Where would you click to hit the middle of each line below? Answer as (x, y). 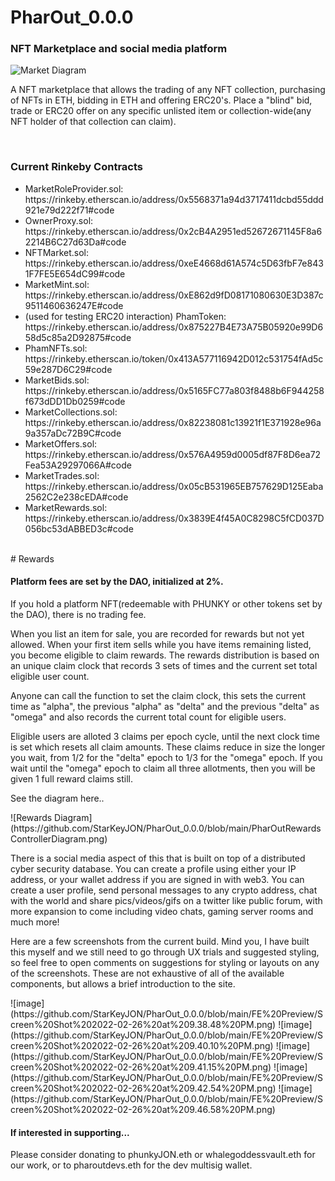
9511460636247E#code (74, 305)
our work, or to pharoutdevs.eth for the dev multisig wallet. (131, 1165)
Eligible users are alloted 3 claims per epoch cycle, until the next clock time (165, 736)
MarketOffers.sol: (61, 443)
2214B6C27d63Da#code (75, 242)
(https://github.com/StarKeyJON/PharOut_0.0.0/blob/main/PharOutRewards (166, 828)
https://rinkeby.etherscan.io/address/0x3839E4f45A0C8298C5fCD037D (174, 518)
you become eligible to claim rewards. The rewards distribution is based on (165, 655)
